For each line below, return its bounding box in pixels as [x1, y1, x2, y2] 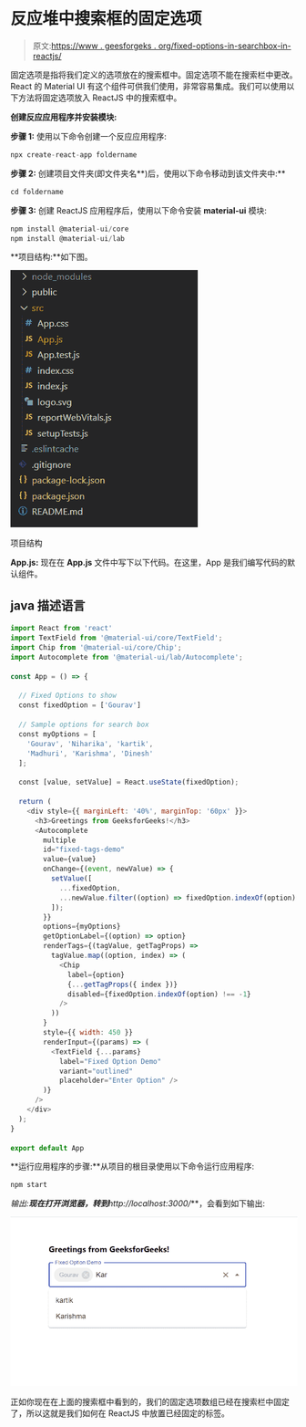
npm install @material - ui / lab [10, 234, 126, 243]
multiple [43, 836, 76, 845]
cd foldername [10, 187, 65, 196]
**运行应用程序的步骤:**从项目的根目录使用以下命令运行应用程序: [10, 1161, 255, 1172]
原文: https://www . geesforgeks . [32, 40, 157, 51]
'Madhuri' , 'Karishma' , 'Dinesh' [26, 749, 154, 758]
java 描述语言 [10, 598, 86, 613]
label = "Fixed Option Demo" [58, 1057, 162, 1066]
